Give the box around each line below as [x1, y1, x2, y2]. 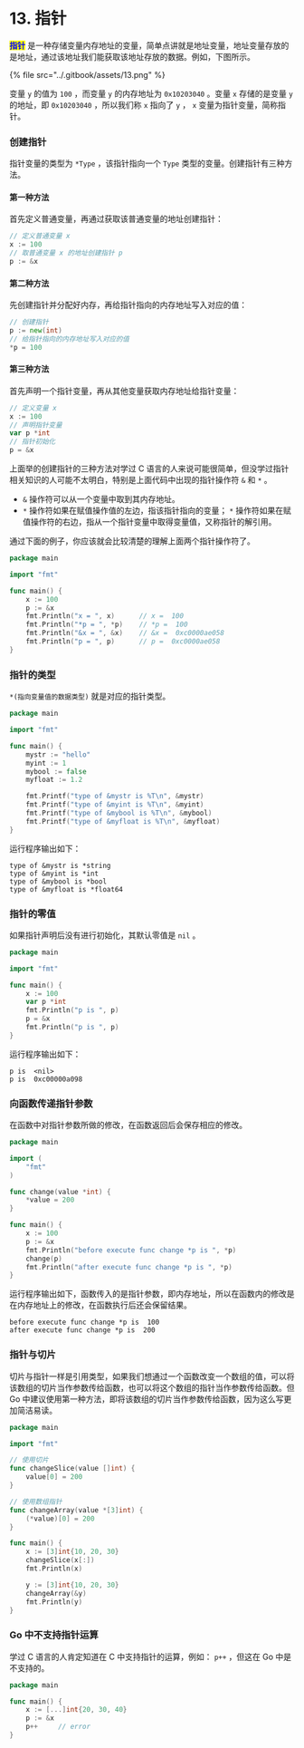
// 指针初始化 [9, 437, 56, 447]
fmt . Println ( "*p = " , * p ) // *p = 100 [25, 620, 188, 630]
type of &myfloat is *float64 [9, 884, 124, 893]
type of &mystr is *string [9, 861, 111, 870]
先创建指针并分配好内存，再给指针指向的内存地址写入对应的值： [9, 300, 247, 311]
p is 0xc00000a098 [9, 1075, 83, 1084]
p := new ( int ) [9, 326, 63, 335]
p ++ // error [25, 1723, 91, 1732]
